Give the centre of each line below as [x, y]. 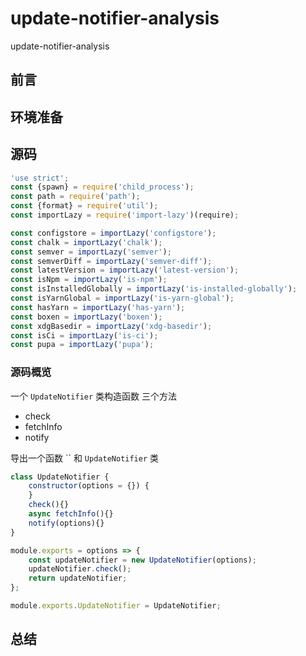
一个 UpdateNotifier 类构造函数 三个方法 [94, 396]
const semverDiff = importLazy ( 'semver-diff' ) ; [111, 261]
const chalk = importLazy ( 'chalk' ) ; [86, 242]
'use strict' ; [40, 178]
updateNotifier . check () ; [80, 569]
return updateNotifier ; [78, 578]
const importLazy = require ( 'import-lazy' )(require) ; [125, 215]
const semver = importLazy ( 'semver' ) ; [91, 252]
